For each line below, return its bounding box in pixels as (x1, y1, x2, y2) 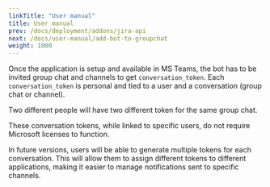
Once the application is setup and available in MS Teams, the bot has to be (8, 64, 257, 73)
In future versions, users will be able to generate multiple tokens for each (8, 145, 252, 155)
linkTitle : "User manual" (8, 11, 95, 20)
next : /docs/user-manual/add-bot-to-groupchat (8, 34, 168, 43)
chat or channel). (8, 89, 65, 99)
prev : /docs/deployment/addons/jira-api (8, 27, 147, 35)
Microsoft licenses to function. (8, 130, 110, 139)
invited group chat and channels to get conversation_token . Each (8, 73, 225, 82)
